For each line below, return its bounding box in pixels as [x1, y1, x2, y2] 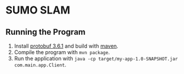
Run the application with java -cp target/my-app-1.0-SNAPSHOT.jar [14, 55, 178, 62]
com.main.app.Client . [14, 61, 66, 68]
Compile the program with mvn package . [14, 49, 110, 56]
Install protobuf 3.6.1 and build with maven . [14, 42, 119, 49]
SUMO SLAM [5, 4, 70, 17]
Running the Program [5, 27, 86, 37]
